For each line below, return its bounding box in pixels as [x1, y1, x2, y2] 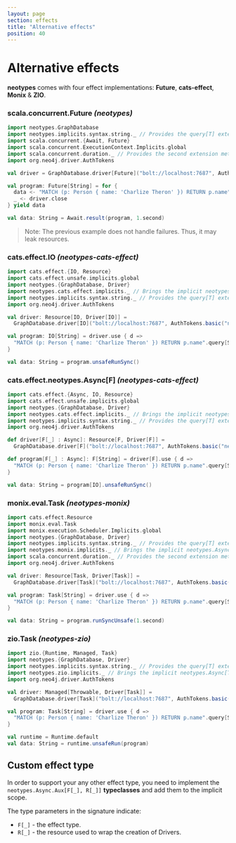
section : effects [7, 17, 58, 24]
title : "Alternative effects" [7, 23, 96, 30]
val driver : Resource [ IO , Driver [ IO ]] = [7, 313, 128, 320]
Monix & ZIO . [7, 91, 46, 99]
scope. [7, 793, 27, 802]
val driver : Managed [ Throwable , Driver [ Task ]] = [7, 688, 152, 695]
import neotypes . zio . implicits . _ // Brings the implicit [7, 669, 178, 677]
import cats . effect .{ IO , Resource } [7, 268, 112, 275]
